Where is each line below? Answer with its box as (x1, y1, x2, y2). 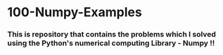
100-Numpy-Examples (7, 4, 142, 20)
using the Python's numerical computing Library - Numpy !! (7, 38, 215, 48)
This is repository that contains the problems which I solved (7, 30, 217, 39)
